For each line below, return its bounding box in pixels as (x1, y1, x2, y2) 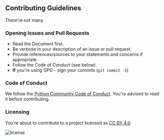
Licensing (5, 109, 30, 116)
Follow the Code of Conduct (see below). (12, 62, 97, 68)
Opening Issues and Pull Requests (5, 29, 90, 36)
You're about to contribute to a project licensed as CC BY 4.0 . (5, 120, 132, 126)
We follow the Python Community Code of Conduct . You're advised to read (5, 91, 160, 97)
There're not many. (5, 17, 44, 23)
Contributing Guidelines (5, 4, 81, 12)
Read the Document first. (12, 41, 64, 47)
